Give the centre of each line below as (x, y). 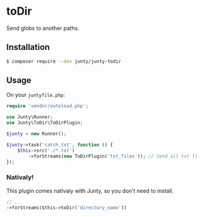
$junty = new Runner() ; (37, 134)
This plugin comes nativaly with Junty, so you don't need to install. (90, 191)
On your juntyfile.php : (36, 95)
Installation (28, 47)
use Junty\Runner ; (30, 117)
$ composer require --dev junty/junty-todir (64, 61)
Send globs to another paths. (43, 28)
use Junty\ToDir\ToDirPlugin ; (45, 123)
